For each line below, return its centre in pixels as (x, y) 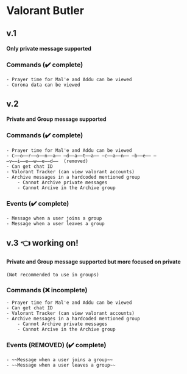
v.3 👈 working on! (42, 243)
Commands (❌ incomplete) (47, 290)
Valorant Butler (45, 11)
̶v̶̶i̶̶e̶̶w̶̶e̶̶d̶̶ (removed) (47, 161)
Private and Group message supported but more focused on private (94, 262)
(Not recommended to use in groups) (53, 275)
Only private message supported (49, 49)
